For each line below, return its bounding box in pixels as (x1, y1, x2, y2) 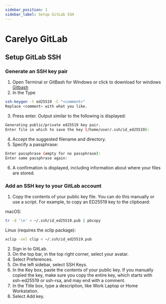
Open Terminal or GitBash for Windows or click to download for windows (12, 79, 161, 85)
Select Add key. (12, 293, 45, 299)
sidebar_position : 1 (5, 7, 48, 12)
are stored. (12, 170, 35, 176)
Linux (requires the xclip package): (5, 227, 76, 233)
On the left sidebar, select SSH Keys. (12, 261, 88, 267)
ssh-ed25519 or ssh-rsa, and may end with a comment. (12, 277, 125, 283)
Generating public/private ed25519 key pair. (5, 123, 101, 128)
